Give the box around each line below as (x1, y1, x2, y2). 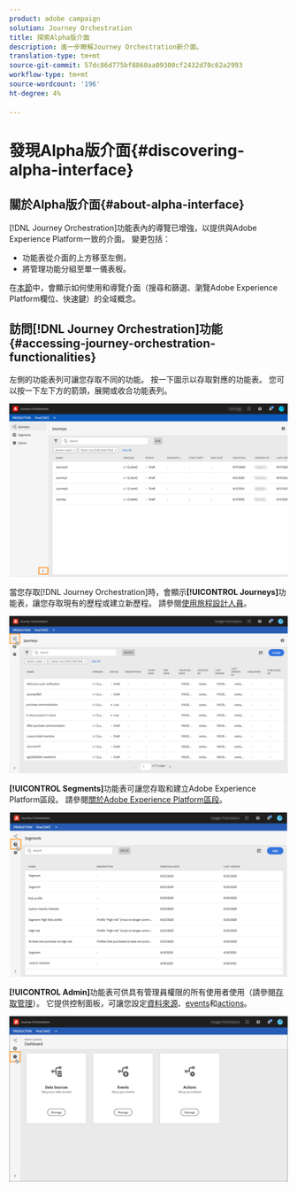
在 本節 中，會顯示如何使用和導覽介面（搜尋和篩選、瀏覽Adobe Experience (9, 282, 278, 292)
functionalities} (9, 350, 97, 365)
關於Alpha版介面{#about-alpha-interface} (9, 197, 245, 213)
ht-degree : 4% (9, 89, 62, 97)
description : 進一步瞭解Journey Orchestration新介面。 (9, 43, 203, 51)
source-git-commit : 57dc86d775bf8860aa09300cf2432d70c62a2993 (9, 61, 243, 70)
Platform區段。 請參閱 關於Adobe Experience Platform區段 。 (9, 794, 228, 805)
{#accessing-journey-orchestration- (9, 336, 217, 351)
